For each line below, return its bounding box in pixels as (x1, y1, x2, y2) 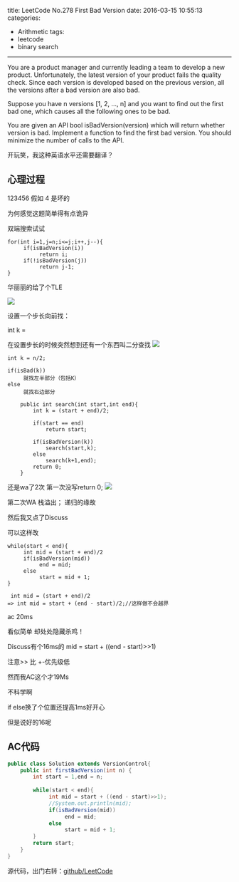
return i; (38, 251, 69, 258)
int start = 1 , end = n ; (33, 773, 103, 781)
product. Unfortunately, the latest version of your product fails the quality (7, 71, 222, 79)
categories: (7, 14, 41, 22)
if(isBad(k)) (7, 367, 46, 374)
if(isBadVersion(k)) (33, 438, 94, 445)
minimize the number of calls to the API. (7, 136, 124, 145)
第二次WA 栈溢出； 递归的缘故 (7, 498, 96, 507)
